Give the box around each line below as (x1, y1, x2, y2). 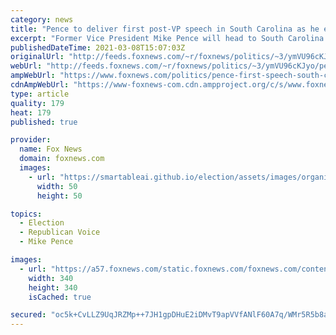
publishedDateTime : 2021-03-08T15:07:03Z (10, 42, 186, 53)
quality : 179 (10, 98, 65, 108)
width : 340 (28, 273, 74, 283)
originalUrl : (10, 52, 65, 62)
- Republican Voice (19, 227, 101, 238)
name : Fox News (19, 144, 83, 155)
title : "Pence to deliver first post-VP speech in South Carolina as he (10, 24, 320, 34)
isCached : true (28, 292, 92, 302)
